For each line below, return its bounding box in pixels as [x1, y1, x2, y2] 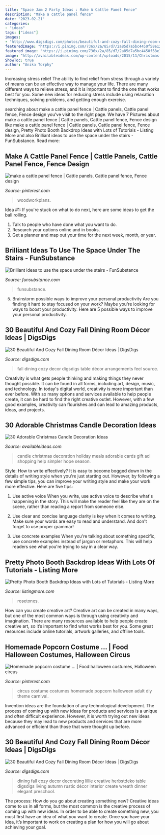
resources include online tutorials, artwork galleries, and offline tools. [5, 628, 145, 634]
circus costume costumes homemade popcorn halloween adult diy [17, 688, 152, 693]
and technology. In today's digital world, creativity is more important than [5, 386, 153, 392]
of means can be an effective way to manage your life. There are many [5, 81, 148, 87]
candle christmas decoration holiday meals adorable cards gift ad [17, 453, 150, 459]
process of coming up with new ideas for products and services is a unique [5, 708, 158, 714]
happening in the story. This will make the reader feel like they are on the [12, 499, 160, 505]
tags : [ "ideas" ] [5, 30, 38, 35]
